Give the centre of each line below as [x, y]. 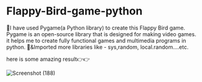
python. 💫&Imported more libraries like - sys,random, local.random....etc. [97, 47]
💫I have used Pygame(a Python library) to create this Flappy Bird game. [96, 28]
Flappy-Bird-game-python [75, 11]
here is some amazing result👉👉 [48, 59]
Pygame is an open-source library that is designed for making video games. [101, 34]
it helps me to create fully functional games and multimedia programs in [96, 40]
